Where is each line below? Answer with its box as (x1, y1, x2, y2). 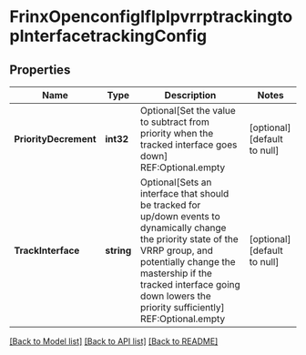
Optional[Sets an (139, 176, 212, 188)
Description (164, 89, 217, 101)
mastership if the (139, 267, 212, 279)
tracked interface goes (139, 138, 238, 151)
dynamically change (139, 221, 227, 234)
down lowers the (139, 289, 211, 302)
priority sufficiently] (139, 301, 225, 313)
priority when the (139, 127, 214, 139)
